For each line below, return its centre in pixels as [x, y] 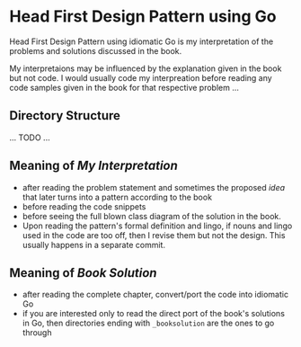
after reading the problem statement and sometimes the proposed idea [154, 187]
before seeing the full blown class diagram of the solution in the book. [151, 216]
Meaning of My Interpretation [93, 166]
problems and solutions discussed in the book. [96, 50]
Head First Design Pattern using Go [143, 17]
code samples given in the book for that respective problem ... [124, 87]
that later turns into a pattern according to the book [117, 197]
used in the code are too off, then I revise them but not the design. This [154, 235]
